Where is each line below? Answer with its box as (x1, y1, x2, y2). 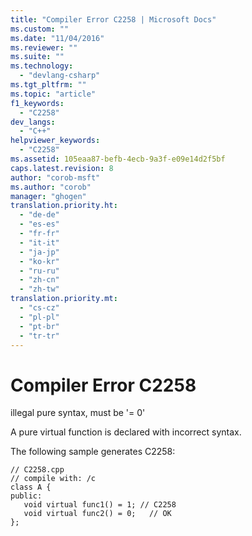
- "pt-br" (19, 321, 60, 331)
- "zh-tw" (19, 284, 60, 295)
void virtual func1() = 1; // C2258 (23, 500, 177, 510)
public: (10, 491, 43, 501)
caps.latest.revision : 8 (10, 163, 114, 173)
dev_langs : (10, 117, 56, 127)
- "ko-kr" (19, 256, 60, 266)
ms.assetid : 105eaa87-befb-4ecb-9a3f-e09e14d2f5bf (10, 154, 226, 164)
